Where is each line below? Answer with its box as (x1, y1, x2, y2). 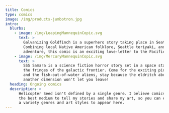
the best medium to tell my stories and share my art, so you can (18, 95, 161, 100)
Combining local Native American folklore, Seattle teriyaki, (23, 44, 156, 49)
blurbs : (10, 26, 26, 31)
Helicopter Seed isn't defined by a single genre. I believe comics (18, 91, 165, 96)
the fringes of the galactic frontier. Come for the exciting (23, 68, 156, 73)
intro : (5, 21, 19, 26)
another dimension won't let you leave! (23, 77, 109, 82)
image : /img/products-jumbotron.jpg (5, 16, 82, 21)
